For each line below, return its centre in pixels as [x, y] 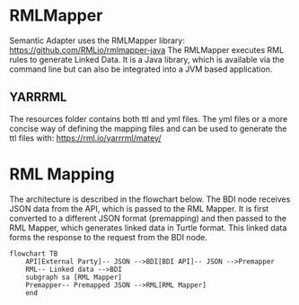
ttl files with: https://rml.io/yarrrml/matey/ [85, 138]
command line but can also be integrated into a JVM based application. [141, 69]
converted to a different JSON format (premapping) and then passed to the [148, 218]
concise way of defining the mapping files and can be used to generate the [148, 128]
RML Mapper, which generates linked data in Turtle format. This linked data [148, 227]
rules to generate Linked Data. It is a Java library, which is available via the [147, 59]
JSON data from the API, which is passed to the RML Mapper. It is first [139, 208]
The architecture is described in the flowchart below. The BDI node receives [150, 199]
